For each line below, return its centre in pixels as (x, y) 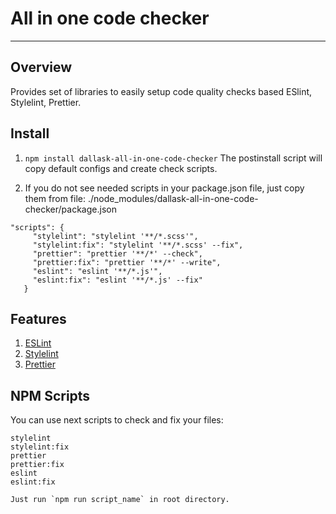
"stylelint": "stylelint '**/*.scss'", (115, 236)
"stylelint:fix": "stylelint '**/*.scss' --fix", (138, 245)
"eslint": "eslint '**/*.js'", (97, 271)
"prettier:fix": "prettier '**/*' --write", (127, 262)
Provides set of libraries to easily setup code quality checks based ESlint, (161, 91)
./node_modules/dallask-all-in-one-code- (173, 198)
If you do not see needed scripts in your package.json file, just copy (164, 188)
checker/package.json (70, 209)
